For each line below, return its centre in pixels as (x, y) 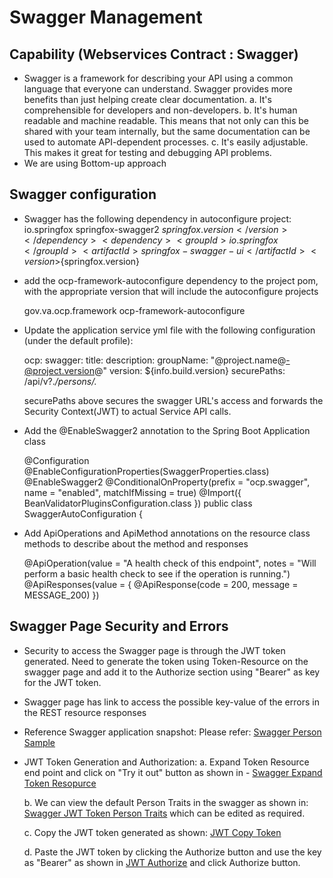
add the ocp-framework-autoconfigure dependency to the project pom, (171, 280)
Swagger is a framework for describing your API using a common (158, 78)
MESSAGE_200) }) (61, 595)
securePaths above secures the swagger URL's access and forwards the (173, 400)
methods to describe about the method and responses (136, 543)
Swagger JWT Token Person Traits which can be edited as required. (164, 813)
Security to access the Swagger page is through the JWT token (154, 650)
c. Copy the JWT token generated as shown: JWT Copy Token (152, 832)
